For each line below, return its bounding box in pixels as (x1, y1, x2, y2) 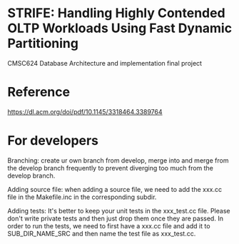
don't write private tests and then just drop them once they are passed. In (7, 214, 223, 223)
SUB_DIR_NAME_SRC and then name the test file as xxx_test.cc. (7, 229, 196, 238)
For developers (7, 133, 98, 149)
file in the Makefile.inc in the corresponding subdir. (7, 193, 157, 201)
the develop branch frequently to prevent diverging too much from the (7, 163, 214, 172)
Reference (7, 84, 70, 101)
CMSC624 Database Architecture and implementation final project (7, 59, 202, 67)
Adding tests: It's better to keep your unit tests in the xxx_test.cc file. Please (7, 206, 230, 215)
